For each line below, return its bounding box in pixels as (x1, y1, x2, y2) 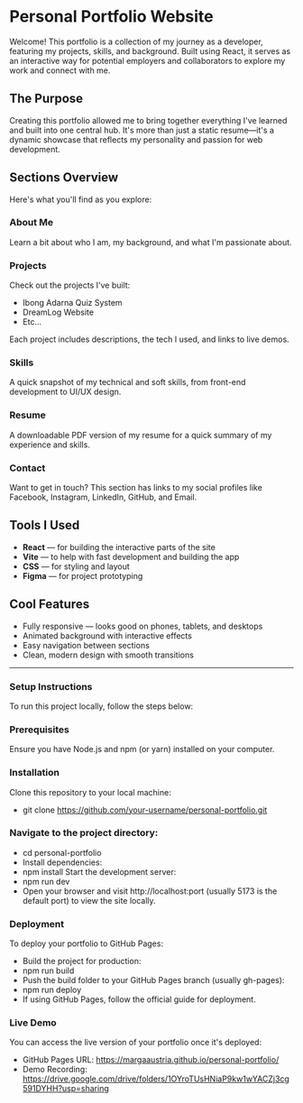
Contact (9, 462, 46, 474)
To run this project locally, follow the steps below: (9, 701, 194, 712)
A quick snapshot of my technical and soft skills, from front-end (9, 377, 246, 388)
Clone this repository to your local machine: (9, 786, 171, 797)
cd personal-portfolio (22, 847, 102, 858)
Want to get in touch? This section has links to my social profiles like (9, 483, 263, 493)
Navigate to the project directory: (9, 827, 159, 840)
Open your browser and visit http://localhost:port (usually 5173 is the (22, 886, 278, 896)
